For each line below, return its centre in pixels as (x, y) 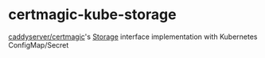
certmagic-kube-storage (92, 15)
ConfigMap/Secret (39, 44)
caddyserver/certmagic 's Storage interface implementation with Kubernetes (133, 37)
